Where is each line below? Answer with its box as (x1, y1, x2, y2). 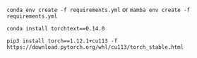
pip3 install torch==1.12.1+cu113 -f (6, 37, 118, 45)
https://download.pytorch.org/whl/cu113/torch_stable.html (6, 44, 184, 51)
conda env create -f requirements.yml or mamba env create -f (6, 6, 191, 13)
